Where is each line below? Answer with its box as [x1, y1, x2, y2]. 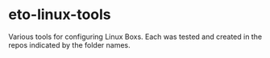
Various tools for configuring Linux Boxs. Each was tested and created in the [8, 32, 263, 41]
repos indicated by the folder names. [8, 40, 131, 49]
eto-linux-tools [8, 6, 111, 24]
